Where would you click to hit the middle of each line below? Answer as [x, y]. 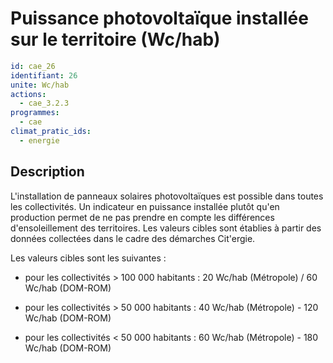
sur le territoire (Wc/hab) [115, 39]
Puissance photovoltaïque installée [159, 18]
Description [47, 172]
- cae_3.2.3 [44, 103]
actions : [28, 94]
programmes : [35, 113]
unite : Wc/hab [40, 85]
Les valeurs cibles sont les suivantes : [88, 258]
